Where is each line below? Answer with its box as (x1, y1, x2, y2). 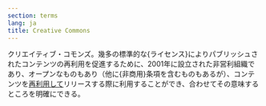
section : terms (7, 11, 58, 20)
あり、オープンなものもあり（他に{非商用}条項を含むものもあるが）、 (7, 69, 234, 79)
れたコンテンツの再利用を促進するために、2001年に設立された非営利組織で (7, 59, 256, 69)
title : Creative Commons (7, 26, 91, 34)
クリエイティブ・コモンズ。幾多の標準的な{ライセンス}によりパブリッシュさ (7, 49, 258, 59)
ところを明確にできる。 (7, 89, 85, 99)
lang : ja (7, 19, 37, 27)
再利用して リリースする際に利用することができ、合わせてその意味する (28, 79, 260, 88)
